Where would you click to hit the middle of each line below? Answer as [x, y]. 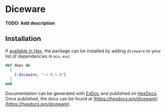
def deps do [18, 65]
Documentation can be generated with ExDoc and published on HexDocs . [81, 93]
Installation [23, 39]
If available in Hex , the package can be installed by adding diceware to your [83, 50]
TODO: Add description [30, 23]
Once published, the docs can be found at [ [50, 99]
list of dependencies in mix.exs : [38, 56]
